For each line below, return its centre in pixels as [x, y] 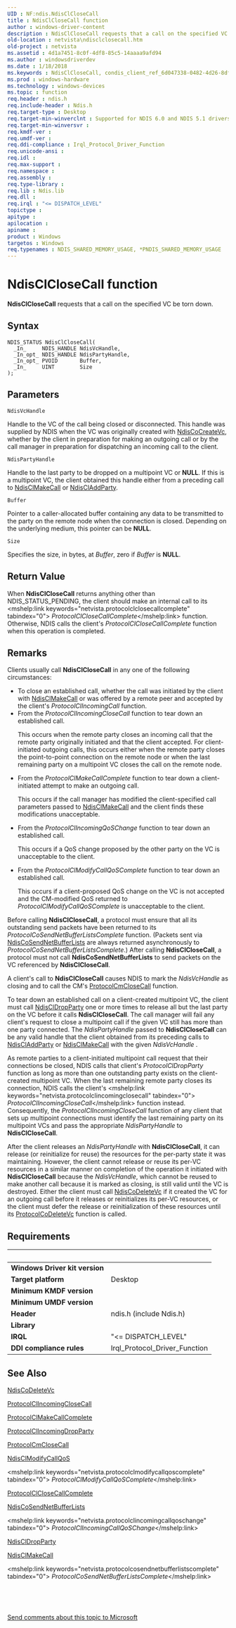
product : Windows [34, 237]
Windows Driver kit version [57, 1268]
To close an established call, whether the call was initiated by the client [120, 691]
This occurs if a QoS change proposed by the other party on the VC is [118, 849]
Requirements [39, 1236]
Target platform [38, 1279]
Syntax [23, 326]
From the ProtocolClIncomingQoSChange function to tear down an [114, 828]
